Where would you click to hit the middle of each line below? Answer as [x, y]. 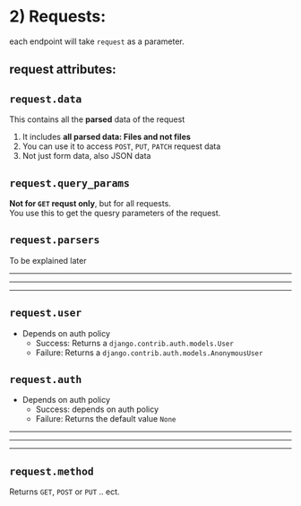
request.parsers [55, 240]
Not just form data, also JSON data [86, 156]
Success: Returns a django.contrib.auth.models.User [135, 343]
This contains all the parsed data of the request [97, 119]
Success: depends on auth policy [97, 409]
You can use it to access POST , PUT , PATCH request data [121, 146]
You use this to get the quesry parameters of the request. [115, 213]
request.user [46, 313]
